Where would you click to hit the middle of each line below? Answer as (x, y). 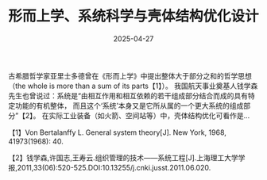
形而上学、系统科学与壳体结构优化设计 (134, 16)
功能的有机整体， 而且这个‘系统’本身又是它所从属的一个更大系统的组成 (129, 105)
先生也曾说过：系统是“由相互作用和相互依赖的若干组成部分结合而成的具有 (128, 95)
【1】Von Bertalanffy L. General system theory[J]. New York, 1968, (117, 132)
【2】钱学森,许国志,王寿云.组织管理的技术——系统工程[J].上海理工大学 (123, 157)
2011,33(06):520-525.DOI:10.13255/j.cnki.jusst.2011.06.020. (114, 167)
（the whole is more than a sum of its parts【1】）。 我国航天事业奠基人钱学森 (133, 86)
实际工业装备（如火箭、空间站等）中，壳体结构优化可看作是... (149, 115)
